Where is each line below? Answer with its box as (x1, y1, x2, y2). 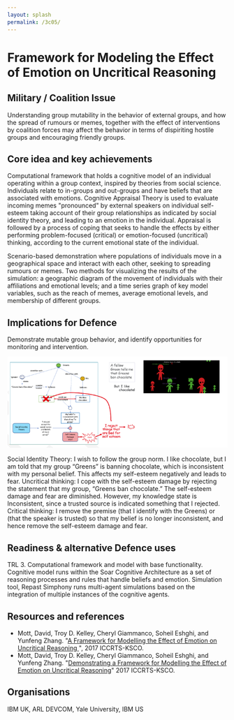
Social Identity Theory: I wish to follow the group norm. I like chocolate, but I (7, 455, 227, 464)
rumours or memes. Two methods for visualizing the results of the (7, 267, 197, 275)
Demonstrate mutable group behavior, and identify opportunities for (7, 335, 203, 344)
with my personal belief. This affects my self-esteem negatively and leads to (7, 470, 227, 478)
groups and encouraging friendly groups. (7, 133, 126, 141)
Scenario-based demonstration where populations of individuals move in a (7, 252, 222, 260)
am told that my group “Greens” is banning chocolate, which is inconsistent (7, 462, 224, 471)
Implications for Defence (7, 316, 117, 328)
